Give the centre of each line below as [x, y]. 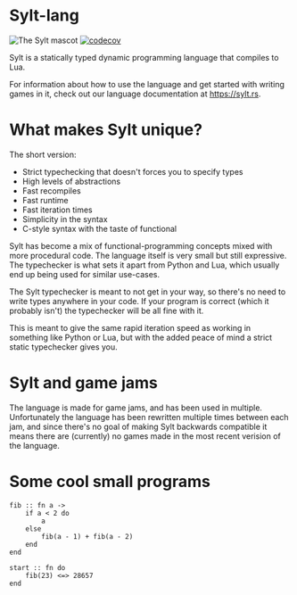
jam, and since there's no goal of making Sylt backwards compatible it [138, 426]
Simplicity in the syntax [65, 219]
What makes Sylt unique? [106, 130]
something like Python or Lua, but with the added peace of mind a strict [141, 337]
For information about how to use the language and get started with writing [147, 84]
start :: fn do [37, 567]
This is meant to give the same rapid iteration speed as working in [130, 327]
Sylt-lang [45, 16]
